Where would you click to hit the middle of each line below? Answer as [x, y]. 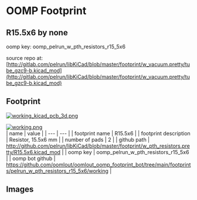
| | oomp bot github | [31, 158]
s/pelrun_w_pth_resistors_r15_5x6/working [57, 171]
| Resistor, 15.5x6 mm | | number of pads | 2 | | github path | [78, 139]
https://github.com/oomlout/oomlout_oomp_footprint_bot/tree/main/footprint [98, 164]
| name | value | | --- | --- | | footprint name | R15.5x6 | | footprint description [98, 133]
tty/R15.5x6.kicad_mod [33, 152]
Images [20, 189]
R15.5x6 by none [37, 33]
